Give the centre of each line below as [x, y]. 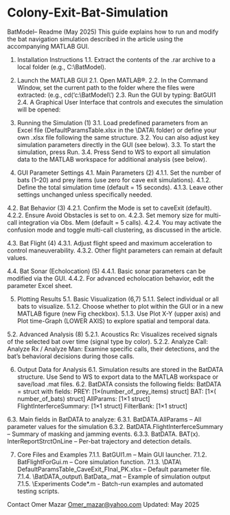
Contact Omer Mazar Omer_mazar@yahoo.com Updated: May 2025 [103, 504]
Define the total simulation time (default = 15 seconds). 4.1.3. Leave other [120, 187]
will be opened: [39, 109]
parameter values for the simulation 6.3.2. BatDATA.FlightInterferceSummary [115, 426]
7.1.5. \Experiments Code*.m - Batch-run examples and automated [110, 483]
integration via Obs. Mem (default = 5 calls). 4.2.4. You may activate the [120, 222]
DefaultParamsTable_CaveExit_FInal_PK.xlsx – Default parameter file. [114, 469]
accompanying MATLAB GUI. [48, 46]
